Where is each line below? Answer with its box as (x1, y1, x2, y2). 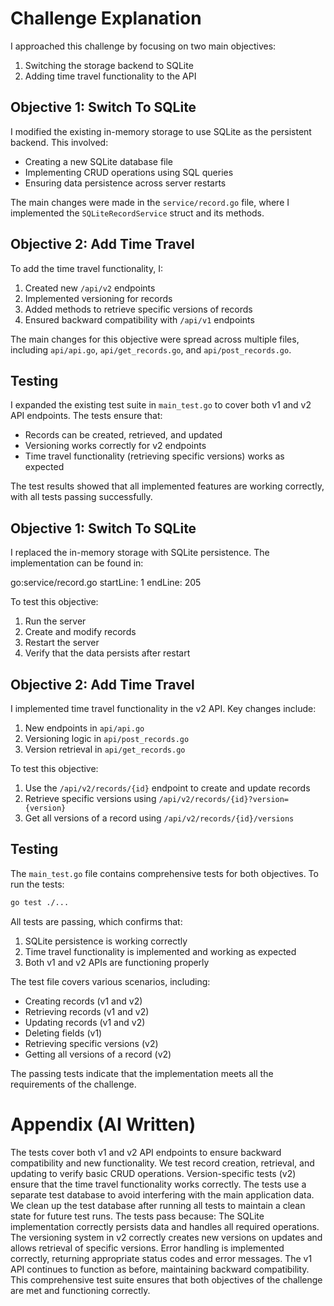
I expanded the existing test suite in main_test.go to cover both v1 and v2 (10, 399, 312, 411)
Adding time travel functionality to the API (24, 70, 197, 82)
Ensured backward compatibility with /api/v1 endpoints (24, 313, 255, 326)
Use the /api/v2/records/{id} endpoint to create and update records (24, 782, 311, 794)
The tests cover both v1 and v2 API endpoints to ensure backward (10, 1146, 282, 1158)
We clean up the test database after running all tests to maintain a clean (10, 1199, 306, 1211)
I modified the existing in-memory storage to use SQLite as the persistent (10, 125, 312, 137)
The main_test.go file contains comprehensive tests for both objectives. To (10, 867, 319, 879)
